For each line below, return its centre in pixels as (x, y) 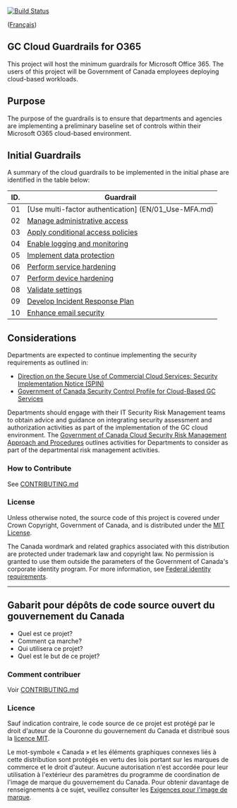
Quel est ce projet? (45, 633)
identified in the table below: (49, 180)
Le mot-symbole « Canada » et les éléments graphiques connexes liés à (112, 752)
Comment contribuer (44, 674)
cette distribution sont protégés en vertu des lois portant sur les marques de (118, 760)
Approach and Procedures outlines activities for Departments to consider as (118, 443)
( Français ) (22, 24)
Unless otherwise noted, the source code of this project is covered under (114, 517)
